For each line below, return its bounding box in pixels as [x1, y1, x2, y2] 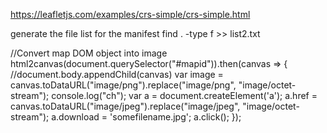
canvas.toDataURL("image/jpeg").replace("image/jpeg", [10, 100, 241, 112]
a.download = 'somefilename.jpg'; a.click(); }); [51, 111, 242, 123]
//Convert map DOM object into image [10, 47, 168, 59]
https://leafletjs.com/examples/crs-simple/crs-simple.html [10, 9, 251, 20]
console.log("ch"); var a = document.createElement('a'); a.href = [51, 90, 318, 101]
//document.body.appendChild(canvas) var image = [10, 69, 224, 80]
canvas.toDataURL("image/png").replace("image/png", [10, 79, 237, 91]
